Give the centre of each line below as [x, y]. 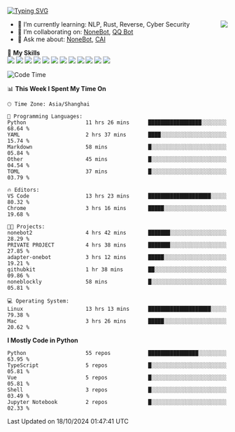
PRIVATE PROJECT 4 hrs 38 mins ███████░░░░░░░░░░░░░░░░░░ [117, 245]
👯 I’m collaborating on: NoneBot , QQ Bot [75, 32]
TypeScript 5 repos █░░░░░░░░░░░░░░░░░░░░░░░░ [117, 365]
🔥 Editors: [23, 190]
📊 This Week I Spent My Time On [57, 89]
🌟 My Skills [24, 53]
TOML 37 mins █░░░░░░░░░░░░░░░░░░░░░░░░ [117, 172]
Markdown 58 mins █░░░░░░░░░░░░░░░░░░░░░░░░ [117, 147]
